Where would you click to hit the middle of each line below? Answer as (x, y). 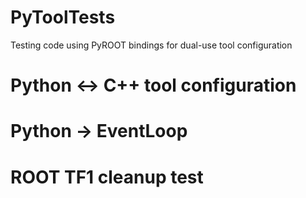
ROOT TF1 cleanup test (107, 177)
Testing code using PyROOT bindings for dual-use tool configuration (151, 45)
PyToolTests (63, 17)
